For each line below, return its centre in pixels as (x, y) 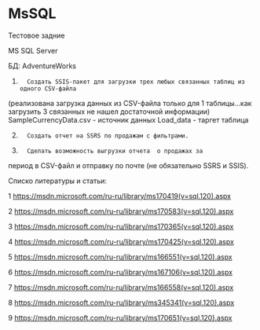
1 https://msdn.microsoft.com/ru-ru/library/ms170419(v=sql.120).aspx (120, 196)
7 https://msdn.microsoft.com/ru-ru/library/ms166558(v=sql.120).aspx (121, 287)
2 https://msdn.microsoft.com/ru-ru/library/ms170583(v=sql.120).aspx (121, 211)
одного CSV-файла (48, 88)
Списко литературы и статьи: (58, 181)
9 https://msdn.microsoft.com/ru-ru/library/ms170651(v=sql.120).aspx (120, 317)
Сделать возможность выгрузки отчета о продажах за (115, 151)
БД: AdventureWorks (42, 66)
